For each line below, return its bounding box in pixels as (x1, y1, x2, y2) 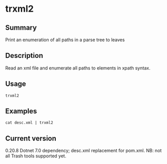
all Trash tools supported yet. (5, 153, 66, 159)
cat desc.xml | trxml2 (5, 120, 53, 125)
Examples (5, 107, 37, 116)
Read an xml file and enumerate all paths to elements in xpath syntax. (5, 64, 151, 71)
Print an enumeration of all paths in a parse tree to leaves (5, 37, 125, 43)
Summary (5, 23, 37, 32)
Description (5, 51, 43, 60)
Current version (5, 134, 57, 143)
